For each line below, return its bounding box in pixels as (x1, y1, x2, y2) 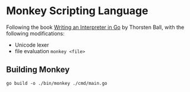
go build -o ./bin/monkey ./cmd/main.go (6, 80, 108, 86)
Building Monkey (6, 65, 70, 75)
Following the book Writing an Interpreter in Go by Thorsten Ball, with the (6, 24, 185, 31)
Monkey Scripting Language (6, 4, 148, 18)
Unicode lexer (14, 41, 49, 48)
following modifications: (6, 29, 65, 37)
